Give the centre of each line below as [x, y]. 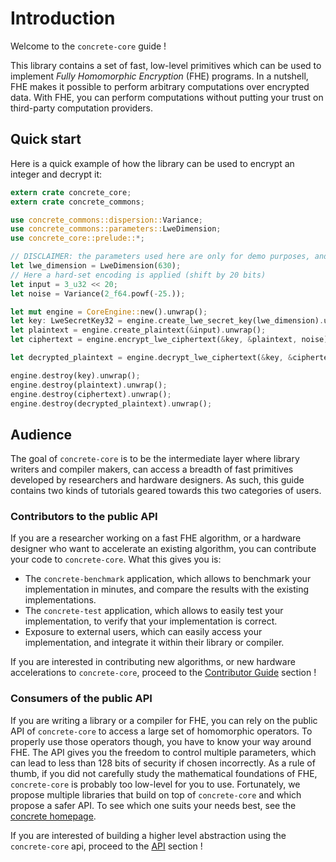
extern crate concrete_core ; [71, 192]
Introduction [63, 18]
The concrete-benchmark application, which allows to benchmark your [168, 579]
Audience [41, 434]
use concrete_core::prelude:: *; [77, 238]
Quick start [46, 139]
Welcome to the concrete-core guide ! [88, 46]
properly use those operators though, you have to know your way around [161, 741]
